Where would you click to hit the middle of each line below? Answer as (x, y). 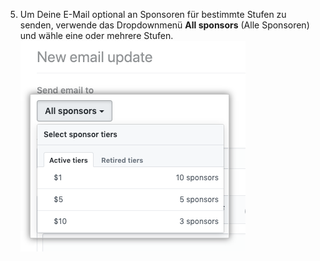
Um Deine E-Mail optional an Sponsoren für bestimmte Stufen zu (153, 14)
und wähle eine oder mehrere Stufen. (96, 35)
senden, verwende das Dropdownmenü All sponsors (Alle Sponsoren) (164, 25)
